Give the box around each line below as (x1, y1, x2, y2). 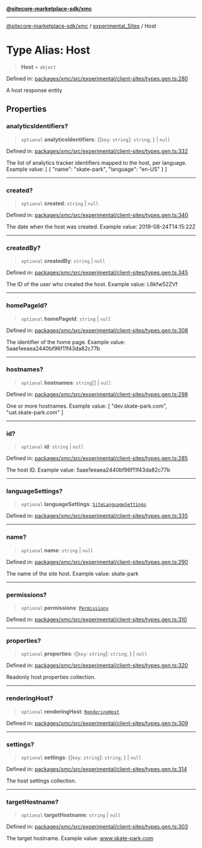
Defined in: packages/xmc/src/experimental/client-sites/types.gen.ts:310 (6, 616, 188, 623)
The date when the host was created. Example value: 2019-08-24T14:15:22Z (6, 223, 196, 230)
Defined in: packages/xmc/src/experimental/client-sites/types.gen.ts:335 (6, 512, 188, 520)
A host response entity (6, 87, 63, 94)
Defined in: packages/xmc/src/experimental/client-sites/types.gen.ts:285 (6, 455, 188, 462)
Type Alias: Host (6, 43, 90, 57)
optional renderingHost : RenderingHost (20, 708, 120, 715)
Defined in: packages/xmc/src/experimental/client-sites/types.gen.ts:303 (6, 823, 188, 831)
